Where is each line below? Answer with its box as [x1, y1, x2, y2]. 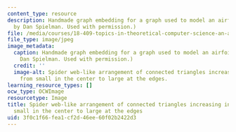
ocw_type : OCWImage [7, 88, 65, 95]
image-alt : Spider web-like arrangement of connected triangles [13, 68, 206, 75]
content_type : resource [7, 10, 77, 17]
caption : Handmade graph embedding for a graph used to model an [13, 50, 209, 57]
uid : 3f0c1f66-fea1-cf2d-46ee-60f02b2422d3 [7, 114, 137, 121]
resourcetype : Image [7, 95, 68, 102]
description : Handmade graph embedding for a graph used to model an [7, 17, 216, 24]
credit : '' [13, 62, 46, 69]
